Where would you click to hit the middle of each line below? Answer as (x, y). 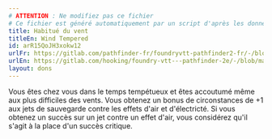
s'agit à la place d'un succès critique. (71, 125)
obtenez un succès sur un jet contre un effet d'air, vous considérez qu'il (128, 117)
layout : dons (30, 69)
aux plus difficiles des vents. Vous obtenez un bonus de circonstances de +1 (136, 100)
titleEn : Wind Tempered (49, 38)
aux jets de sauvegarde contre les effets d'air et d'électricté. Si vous (122, 108)
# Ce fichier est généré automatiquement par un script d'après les (126, 23)
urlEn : (19, 61)
